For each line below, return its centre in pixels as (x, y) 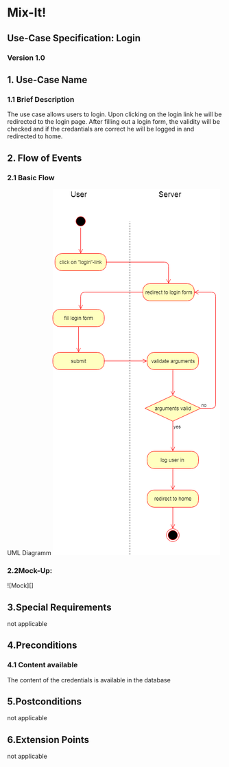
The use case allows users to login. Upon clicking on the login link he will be (114, 114)
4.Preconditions (42, 646)
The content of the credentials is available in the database (89, 680)
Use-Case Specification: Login (74, 38)
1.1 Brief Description (41, 99)
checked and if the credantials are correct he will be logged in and (101, 129)
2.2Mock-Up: (30, 570)
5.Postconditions (45, 702)
